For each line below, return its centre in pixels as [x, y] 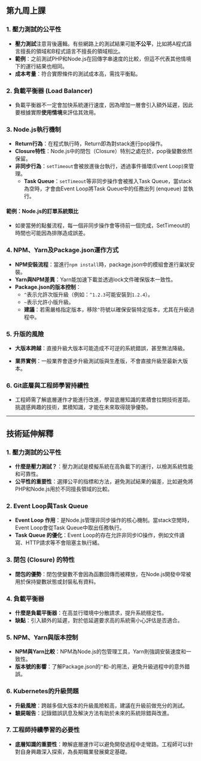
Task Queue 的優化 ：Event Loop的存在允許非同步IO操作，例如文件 [97, 535]
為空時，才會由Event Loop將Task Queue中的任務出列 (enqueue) [103, 189]
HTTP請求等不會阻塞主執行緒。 [64, 543]
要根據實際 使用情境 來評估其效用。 [57, 112]
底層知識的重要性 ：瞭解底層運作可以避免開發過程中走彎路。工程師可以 [101, 744]
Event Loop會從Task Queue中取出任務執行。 [70, 528]
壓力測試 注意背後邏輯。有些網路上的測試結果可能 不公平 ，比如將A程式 [100, 43]
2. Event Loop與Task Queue [47, 506]
